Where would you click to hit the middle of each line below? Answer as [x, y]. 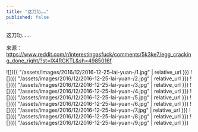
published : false [28, 17]
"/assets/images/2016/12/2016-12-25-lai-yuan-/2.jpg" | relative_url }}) [103, 78]
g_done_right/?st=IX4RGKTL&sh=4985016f [59, 61]
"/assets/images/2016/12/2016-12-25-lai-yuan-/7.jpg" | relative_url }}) [103, 110]
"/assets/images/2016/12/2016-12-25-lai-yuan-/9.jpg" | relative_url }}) [103, 122]
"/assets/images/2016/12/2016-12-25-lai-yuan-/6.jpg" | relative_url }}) [103, 103]
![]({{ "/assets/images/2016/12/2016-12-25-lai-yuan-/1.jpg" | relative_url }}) [98, 72]
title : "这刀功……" [28, 12]
